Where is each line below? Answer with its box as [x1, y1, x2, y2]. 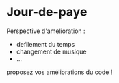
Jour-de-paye [6, 4, 88, 20]
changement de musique [16, 47, 87, 56]
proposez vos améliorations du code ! [6, 68, 113, 76]
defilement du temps [16, 40, 75, 48]
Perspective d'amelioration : [6, 27, 86, 35]
